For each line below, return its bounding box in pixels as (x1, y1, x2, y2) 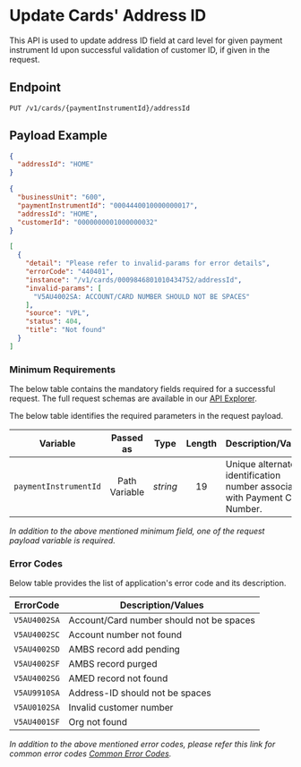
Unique (225, 458, 257, 471)
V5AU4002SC (13, 630, 60, 640)
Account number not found (68, 628, 182, 641)
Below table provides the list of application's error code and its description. (9, 578, 287, 589)
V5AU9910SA (13, 688, 60, 698)
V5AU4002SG (13, 673, 60, 684)
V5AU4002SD (13, 644, 60, 654)
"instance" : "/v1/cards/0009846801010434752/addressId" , (25, 275, 243, 285)
